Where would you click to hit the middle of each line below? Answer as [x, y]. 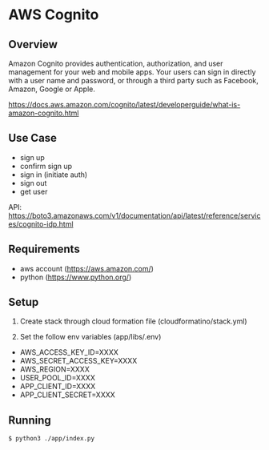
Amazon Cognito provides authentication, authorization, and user [116, 63]
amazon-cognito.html [44, 113]
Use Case [33, 138]
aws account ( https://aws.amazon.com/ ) [87, 268]
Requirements [44, 249]
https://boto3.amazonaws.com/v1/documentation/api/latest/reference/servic [134, 215]
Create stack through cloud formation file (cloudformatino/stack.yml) [133, 321]
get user [34, 191]
